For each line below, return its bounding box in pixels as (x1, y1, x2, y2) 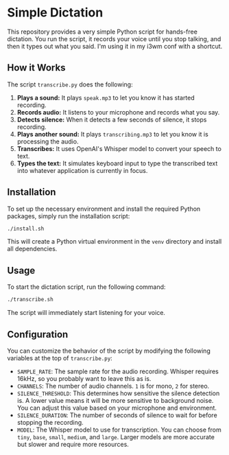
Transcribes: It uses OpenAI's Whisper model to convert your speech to (16, 144, 221, 152)
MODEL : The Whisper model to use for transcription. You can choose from (16, 425, 221, 434)
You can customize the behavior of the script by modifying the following (7, 347, 210, 355)
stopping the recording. (16, 418, 84, 426)
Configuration (7, 328, 69, 340)
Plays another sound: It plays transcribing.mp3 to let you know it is (16, 130, 209, 138)
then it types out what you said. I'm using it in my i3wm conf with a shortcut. (7, 42, 223, 50)
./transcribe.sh (7, 296, 53, 303)
